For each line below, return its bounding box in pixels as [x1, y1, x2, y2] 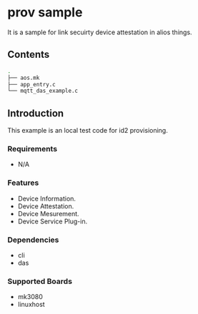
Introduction [7, 107, 64, 119]
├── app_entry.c [7, 81, 56, 88]
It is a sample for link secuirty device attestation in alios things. [7, 28, 192, 36]
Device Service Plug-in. [17, 217, 88, 226]
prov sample [7, 4, 83, 21]
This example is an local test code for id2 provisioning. [7, 126, 168, 135]
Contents [7, 49, 50, 61]
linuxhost [17, 300, 45, 309]
